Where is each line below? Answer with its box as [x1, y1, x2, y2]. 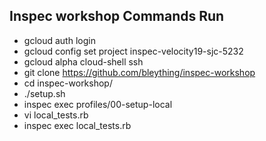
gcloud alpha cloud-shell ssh [23, 55, 144, 68]
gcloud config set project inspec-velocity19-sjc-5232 [23, 45, 244, 57]
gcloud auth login [23, 34, 96, 46]
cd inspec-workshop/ [23, 77, 113, 89]
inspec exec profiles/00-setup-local [23, 98, 173, 110]
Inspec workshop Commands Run [9, 8, 225, 25]
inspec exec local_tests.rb [23, 119, 132, 131]
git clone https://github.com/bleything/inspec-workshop [23, 66, 256, 78]
